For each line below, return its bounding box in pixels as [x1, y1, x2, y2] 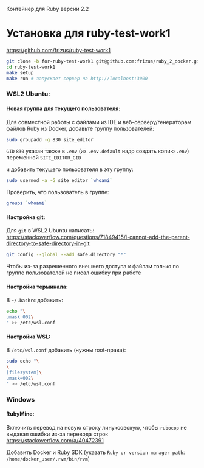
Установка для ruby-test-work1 [6, 27, 171, 40]
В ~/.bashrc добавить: [6, 296, 64, 304]
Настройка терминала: [6, 283, 68, 290]
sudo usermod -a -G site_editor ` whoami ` [6, 178, 113, 184]
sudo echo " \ [6, 358, 39, 365]
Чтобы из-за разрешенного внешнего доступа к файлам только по [6, 263, 180, 270]
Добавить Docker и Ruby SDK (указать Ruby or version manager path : [6, 449, 185, 456]
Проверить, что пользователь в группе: [6, 189, 109, 196]
